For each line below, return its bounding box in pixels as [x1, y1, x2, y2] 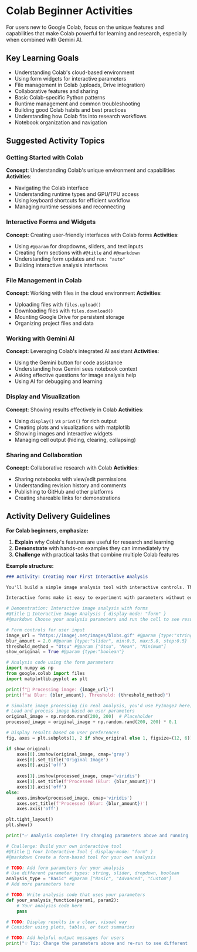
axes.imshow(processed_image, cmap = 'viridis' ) [16, 795, 133, 801]
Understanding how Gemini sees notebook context [14, 365, 138, 372]
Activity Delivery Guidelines [6, 511, 111, 521]
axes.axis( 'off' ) [16, 806, 59, 812]
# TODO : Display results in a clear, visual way [6, 919, 127, 925]
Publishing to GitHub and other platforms [14, 488, 114, 495]
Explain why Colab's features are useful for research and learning [14, 538, 174, 545]
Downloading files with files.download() [14, 307, 113, 314]
